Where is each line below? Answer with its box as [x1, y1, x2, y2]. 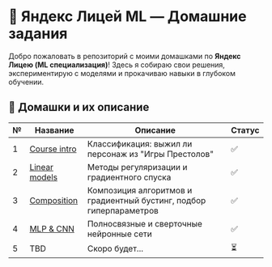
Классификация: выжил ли [87, 138, 193, 149]
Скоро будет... [87, 243, 144, 254]
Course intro [29, 143, 77, 155]
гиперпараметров [87, 205, 159, 216]
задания [8, 24, 68, 43]
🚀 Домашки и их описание [8, 100, 150, 114]
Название [35, 125, 74, 136]
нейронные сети [87, 228, 152, 239]
